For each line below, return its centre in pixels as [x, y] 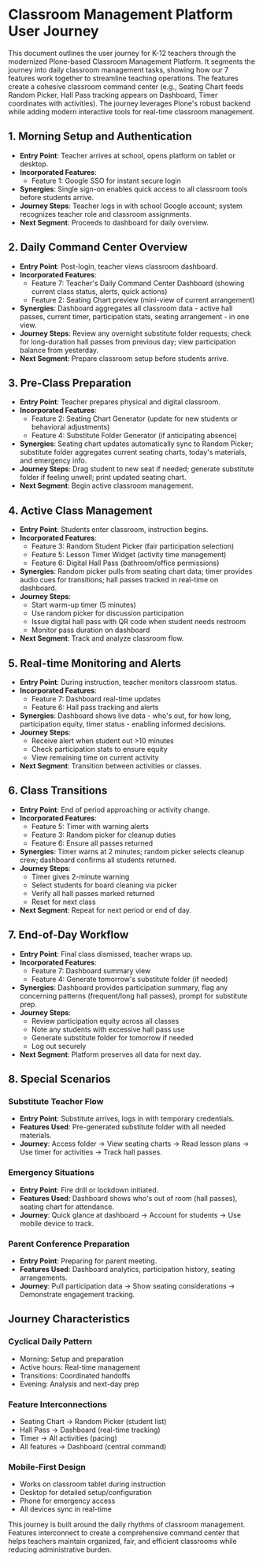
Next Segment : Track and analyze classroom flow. [102, 638]
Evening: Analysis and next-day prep [79, 1384]
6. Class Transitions [58, 791]
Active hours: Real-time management [80, 1367]
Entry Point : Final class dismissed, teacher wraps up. [106, 954]
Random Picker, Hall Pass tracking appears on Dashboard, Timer [113, 95]
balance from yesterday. [59, 350]
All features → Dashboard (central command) [93, 1446]
